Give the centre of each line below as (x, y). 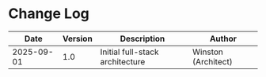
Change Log (49, 14)
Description (142, 38)
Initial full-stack (129, 52)
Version (77, 38)
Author (223, 38)
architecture (123, 61)
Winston (208, 52)
